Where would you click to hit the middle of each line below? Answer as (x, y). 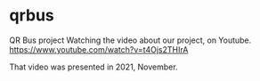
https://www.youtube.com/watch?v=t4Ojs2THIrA (99, 49)
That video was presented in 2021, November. (93, 67)
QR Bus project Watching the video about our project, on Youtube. (130, 40)
